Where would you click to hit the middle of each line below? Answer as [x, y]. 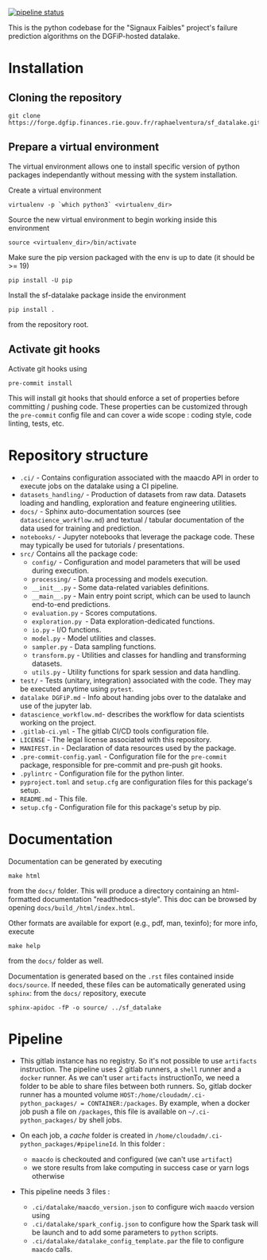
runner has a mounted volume [69, 1095]
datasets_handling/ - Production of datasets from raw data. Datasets [133, 494]
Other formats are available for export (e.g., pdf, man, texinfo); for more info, [133, 923]
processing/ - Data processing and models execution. [120, 579]
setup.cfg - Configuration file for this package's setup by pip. [120, 807]
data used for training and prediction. [80, 528]
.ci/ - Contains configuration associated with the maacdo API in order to [139, 477]
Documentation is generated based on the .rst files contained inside [121, 976]
